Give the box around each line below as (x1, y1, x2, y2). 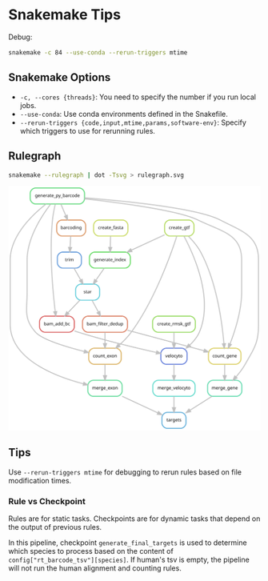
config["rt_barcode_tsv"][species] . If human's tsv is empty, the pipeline (8, 555, 250, 565)
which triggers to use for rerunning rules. (19, 126, 156, 135)
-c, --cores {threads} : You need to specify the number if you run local (19, 92, 256, 102)
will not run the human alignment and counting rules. (8, 563, 182, 573)
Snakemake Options (8, 70, 111, 85)
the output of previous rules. (8, 523, 102, 532)
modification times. (8, 475, 72, 485)
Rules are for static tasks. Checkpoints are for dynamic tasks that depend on (8, 514, 261, 523)
